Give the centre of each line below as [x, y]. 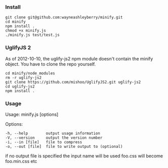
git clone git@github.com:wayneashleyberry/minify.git [64, 18]
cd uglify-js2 [20, 87]
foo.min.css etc [21, 161]
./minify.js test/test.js [32, 35]
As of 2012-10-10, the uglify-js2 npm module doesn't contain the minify [79, 58]
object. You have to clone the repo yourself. [50, 64]
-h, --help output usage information [53, 133]
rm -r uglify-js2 [23, 77]
